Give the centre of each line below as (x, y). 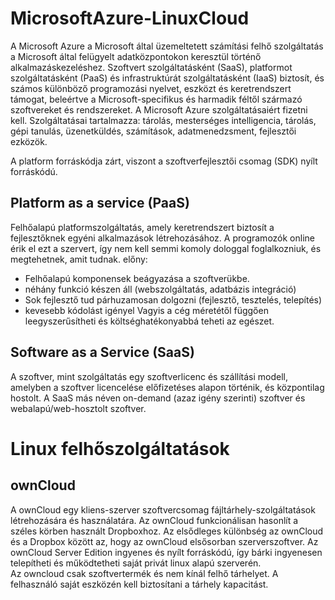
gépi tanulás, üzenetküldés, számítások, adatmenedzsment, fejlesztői (153, 131)
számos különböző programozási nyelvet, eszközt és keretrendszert (151, 88)
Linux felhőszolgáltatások (120, 448)
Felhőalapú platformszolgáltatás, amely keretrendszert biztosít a (142, 227)
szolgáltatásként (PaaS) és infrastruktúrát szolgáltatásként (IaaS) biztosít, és (167, 78)
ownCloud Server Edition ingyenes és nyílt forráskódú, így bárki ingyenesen (166, 552)
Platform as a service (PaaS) (100, 203)
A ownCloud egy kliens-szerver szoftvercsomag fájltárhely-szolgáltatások (163, 509)
